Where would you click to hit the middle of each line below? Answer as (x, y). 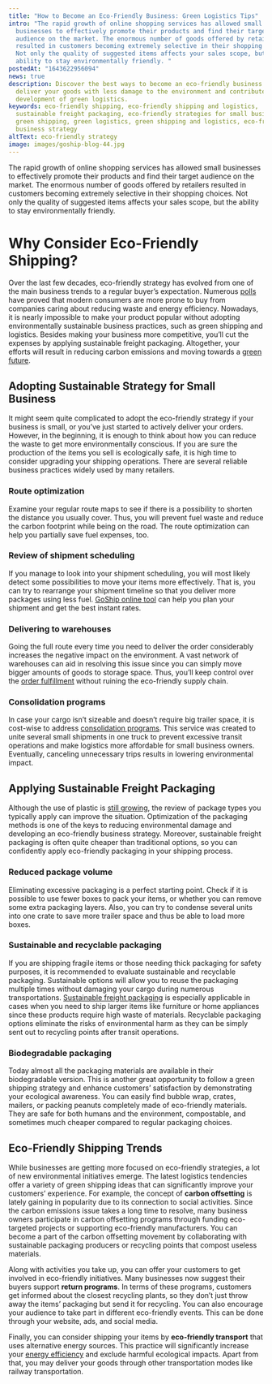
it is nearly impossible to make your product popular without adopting (124, 317)
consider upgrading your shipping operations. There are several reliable (128, 461)
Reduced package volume (61, 872)
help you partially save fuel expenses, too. (79, 535)
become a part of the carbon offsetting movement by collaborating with (127, 1236)
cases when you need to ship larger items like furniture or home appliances (134, 1006)
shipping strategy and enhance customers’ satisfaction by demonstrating (130, 1088)
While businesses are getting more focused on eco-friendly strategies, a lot (134, 1167)
